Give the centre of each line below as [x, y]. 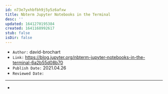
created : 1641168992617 [30, 28]
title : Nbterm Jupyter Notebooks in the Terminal [58, 14]
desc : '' [14, 19]
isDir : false [19, 38]
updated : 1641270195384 [30, 24]
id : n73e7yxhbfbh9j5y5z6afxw [35, 10]
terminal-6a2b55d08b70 [38, 62]
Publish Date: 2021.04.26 [39, 67]
